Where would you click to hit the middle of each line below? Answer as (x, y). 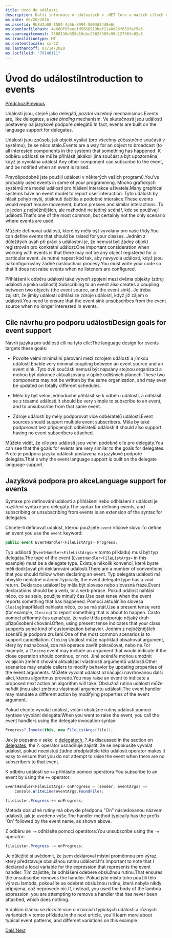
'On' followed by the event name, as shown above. (59, 821)
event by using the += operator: (38, 777)
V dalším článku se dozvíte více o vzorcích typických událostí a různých (81, 910)
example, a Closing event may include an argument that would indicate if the (86, 650)
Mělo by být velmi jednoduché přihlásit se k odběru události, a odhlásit (87, 396)
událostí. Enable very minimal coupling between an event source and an (88, 364)
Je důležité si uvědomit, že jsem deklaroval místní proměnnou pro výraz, (81, 856)
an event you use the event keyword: (44, 533)
